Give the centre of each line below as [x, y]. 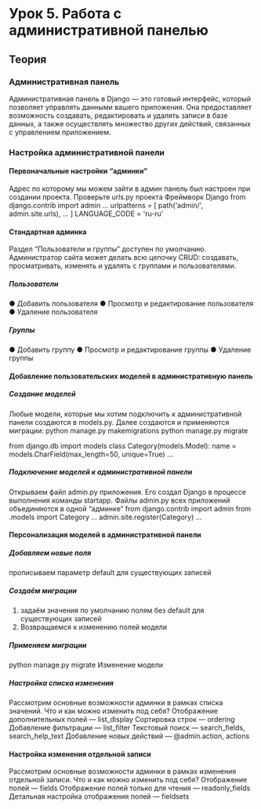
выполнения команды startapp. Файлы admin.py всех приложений [120, 500]
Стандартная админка [48, 232]
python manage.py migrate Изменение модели [86, 665]
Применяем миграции [48, 645]
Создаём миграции [43, 591]
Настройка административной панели [87, 152]
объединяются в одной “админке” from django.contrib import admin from [130, 508]
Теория [28, 59]
